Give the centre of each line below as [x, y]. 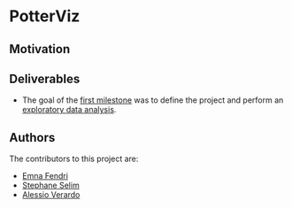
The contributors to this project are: [74, 159]
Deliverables [45, 78]
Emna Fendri [45, 176]
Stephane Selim [50, 185]
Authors [32, 138]
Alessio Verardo [51, 195]
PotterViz [45, 16]
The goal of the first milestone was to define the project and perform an [153, 100]
